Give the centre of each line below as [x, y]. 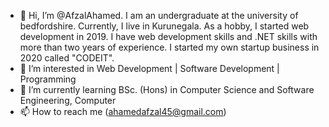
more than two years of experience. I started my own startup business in [169, 47]
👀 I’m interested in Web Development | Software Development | [149, 68]
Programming [48, 79]
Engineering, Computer [68, 100]
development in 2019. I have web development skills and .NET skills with [168, 36]
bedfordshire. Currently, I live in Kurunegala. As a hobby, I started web [164, 26]
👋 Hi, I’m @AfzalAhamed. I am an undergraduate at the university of [159, 15]
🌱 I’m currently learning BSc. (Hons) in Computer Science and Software [167, 89]
